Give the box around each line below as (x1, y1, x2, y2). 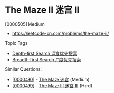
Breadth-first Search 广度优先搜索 (12, 56, 81, 62)
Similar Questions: (5, 66, 42, 72)
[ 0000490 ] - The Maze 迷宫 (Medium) (12, 76, 90, 82)
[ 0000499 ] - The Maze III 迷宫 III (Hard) (12, 82, 93, 89)
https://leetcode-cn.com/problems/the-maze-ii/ (12, 31, 109, 36)
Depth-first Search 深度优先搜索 (12, 50, 78, 56)
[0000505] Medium (5, 21, 45, 27)
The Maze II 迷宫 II (5, 4, 80, 16)
